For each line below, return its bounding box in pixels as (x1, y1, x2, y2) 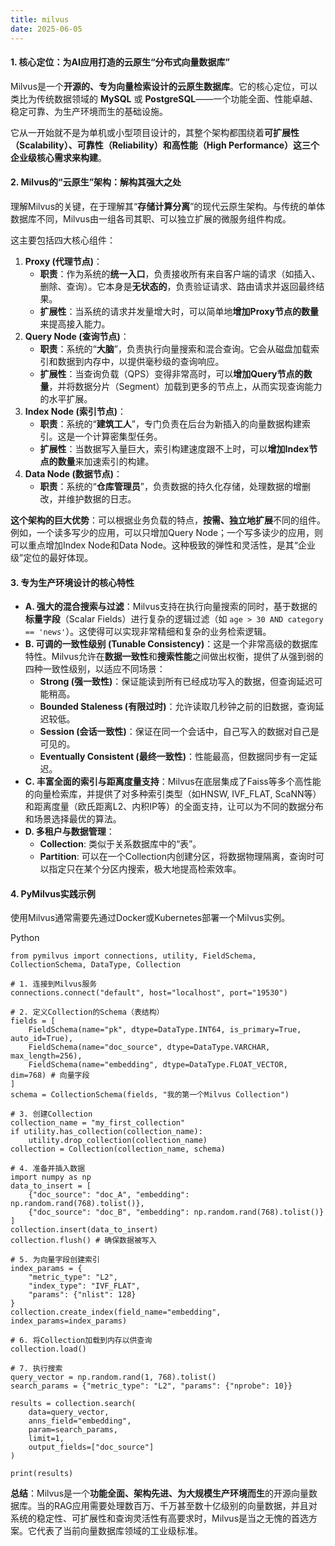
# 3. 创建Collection (10, 1109, 93, 1120)
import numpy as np (10, 1172, 92, 1183)
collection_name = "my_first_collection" (10, 1118, 186, 1128)
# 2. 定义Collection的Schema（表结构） (10, 1007, 165, 1018)
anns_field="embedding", (28, 1416, 132, 1426)
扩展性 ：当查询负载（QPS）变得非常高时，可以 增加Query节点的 (39, 367, 304, 380)
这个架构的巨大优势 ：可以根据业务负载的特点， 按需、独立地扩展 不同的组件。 (10, 514, 326, 526)
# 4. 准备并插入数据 (10, 1164, 86, 1174)
